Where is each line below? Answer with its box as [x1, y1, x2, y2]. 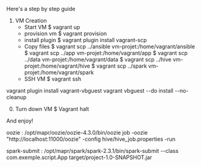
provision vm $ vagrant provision [24, 30, 107, 37]
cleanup [6, 94, 27, 101]
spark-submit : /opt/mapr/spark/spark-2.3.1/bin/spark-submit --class [6, 147, 178, 154]
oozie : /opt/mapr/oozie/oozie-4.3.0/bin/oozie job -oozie [6, 129, 148, 136]
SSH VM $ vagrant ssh [24, 76, 82, 82]
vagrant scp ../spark [96, 62, 147, 69]
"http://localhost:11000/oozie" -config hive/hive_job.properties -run [6, 135, 175, 143]
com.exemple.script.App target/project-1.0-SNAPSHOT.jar [6, 154, 152, 161]
